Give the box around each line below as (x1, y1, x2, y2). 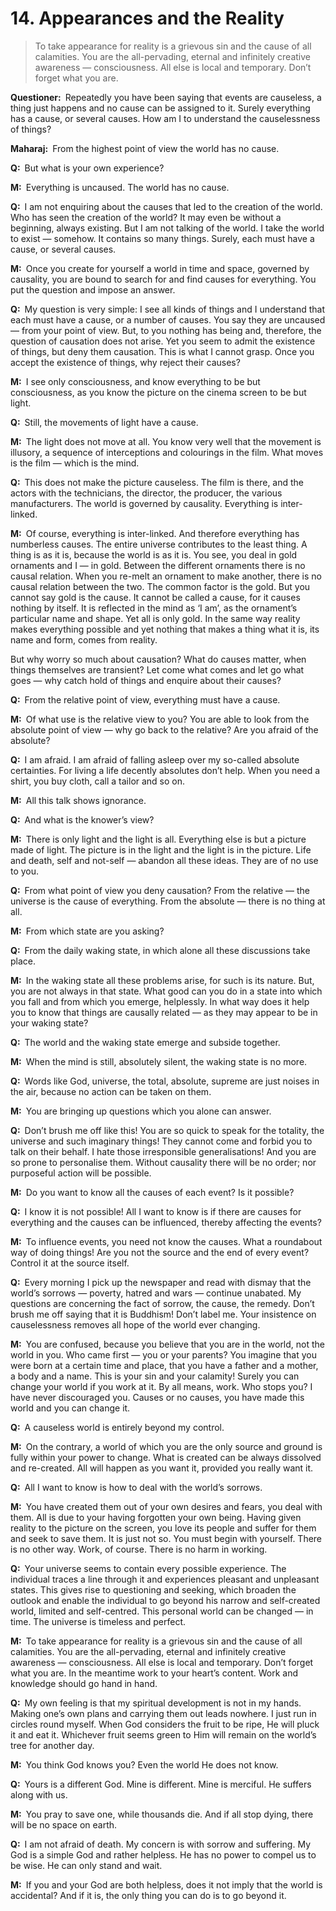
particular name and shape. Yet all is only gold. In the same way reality (10, 612, 301, 624)
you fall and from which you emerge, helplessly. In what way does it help (10, 995, 310, 1007)
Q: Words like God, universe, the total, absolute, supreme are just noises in (10, 1075, 320, 1087)
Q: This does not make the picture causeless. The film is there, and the (10, 476, 305, 488)
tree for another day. (10, 1739, 95, 1751)
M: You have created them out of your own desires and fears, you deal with (10, 1500, 323, 1512)
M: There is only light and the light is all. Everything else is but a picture (10, 833, 307, 845)
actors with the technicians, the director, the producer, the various (10, 487, 283, 499)
